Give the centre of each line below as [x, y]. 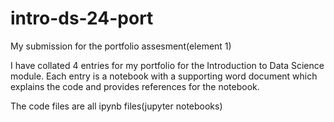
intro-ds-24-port [82, 18]
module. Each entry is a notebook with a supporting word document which [164, 76]
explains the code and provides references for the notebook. [135, 86]
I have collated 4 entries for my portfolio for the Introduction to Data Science [167, 65]
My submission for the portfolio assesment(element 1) [121, 46]
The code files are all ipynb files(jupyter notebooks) [116, 106]
